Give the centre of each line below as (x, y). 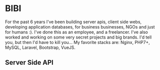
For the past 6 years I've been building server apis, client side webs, (73, 22)
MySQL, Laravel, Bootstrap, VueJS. (40, 47)
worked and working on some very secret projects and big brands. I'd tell (78, 37)
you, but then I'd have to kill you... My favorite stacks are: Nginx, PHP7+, (77, 42)
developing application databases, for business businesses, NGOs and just (80, 27)
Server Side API (29, 63)
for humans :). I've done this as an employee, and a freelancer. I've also (77, 32)
